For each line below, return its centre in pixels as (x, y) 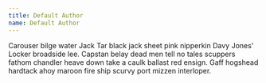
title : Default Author (46, 15)
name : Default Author (44, 23)
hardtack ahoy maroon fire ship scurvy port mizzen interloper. (110, 70)
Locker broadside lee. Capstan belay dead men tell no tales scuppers (122, 54)
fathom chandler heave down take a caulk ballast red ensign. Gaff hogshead (133, 62)
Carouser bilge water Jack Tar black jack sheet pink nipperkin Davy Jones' (131, 45)
